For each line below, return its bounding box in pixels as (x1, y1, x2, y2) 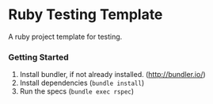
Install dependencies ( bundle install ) (19, 78, 145, 88)
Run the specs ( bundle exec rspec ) (19, 87, 135, 96)
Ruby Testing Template (8, 6, 163, 24)
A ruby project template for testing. (8, 32, 123, 41)
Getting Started (8, 52, 69, 63)
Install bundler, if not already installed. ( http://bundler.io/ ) (19, 70, 206, 79)
